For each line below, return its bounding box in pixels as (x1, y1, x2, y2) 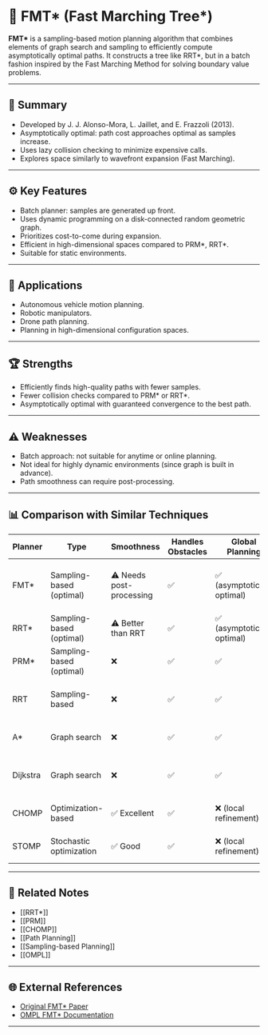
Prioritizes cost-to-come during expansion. (19, 231, 162, 241)
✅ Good (110, 840, 141, 851)
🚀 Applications (8, 278, 83, 292)
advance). (19, 468, 53, 478)
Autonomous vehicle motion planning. (19, 300, 145, 310)
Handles (171, 536, 204, 547)
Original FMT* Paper (19, 1001, 89, 1011)
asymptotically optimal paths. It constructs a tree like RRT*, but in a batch (8, 50, 250, 60)
